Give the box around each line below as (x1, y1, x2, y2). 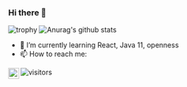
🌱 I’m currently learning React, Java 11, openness (19, 40, 179, 50)
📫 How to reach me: (19, 49, 88, 59)
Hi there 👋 (8, 7, 47, 18)
